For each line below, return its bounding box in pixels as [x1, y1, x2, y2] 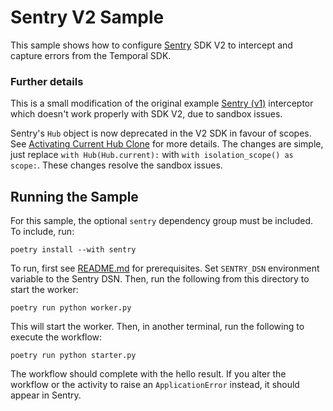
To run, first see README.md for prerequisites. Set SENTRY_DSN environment [10, 262, 320, 275]
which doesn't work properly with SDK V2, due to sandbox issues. [10, 108, 283, 120]
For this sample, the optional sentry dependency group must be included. [10, 215, 314, 227]
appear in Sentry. [10, 389, 82, 401]
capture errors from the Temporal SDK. [10, 49, 172, 61]
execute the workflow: [10, 331, 103, 343]
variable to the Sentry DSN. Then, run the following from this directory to [10, 273, 310, 285]
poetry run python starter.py [10, 351, 137, 361]
